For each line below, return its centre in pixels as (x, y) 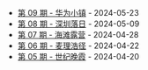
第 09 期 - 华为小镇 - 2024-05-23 (78, 13)
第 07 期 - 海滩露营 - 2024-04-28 (78, 35)
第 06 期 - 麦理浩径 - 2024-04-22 (78, 45)
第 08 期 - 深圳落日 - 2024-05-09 (78, 24)
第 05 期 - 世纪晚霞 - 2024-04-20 (78, 56)
